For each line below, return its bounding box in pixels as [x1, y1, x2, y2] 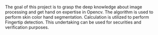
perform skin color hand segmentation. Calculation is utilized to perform [5, 14, 149, 20]
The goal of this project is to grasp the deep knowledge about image [5, 4, 142, 10]
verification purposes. [5, 24, 49, 30]
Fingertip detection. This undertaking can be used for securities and [5, 19, 142, 25]
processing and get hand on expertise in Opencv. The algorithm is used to [5, 9, 154, 15]
